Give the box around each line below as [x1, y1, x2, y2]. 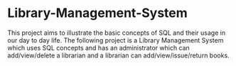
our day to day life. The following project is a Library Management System [7, 35, 224, 44]
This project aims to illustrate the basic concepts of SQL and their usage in [7, 28, 226, 37]
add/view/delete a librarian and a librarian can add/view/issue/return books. [7, 51, 230, 60]
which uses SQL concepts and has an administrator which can [7, 43, 190, 52]
